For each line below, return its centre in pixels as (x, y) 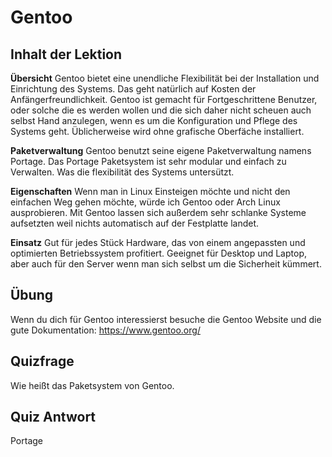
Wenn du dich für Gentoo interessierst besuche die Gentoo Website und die (166, 319)
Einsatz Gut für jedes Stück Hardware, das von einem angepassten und (158, 242)
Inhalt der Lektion (66, 54)
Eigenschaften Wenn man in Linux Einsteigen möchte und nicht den (150, 191)
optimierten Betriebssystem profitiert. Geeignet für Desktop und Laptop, (158, 253)
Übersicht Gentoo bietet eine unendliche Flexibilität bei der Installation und (165, 78)
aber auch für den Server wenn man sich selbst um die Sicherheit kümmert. (166, 264)
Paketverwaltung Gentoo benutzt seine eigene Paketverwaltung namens (161, 150)
